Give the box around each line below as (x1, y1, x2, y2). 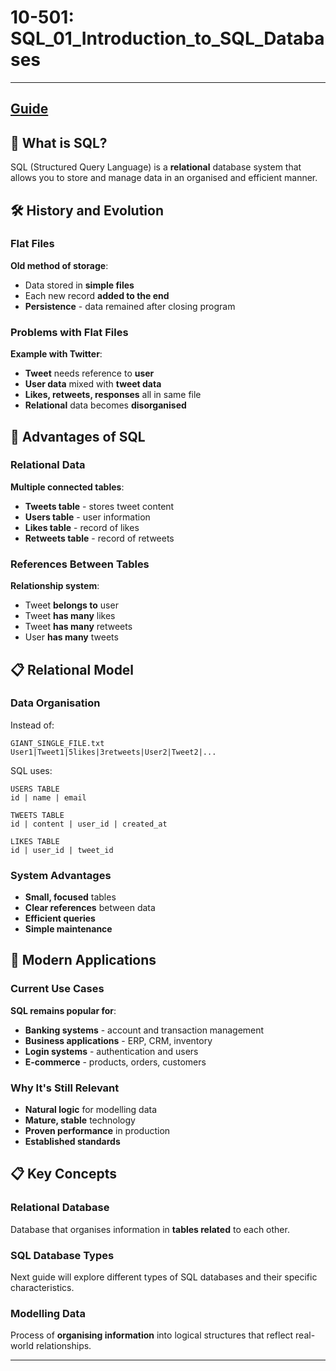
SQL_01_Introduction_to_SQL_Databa (10, 27, 325, 50)
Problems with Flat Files (10, 325, 129, 339)
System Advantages (10, 868, 112, 882)
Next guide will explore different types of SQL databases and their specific (10, 1271, 318, 1283)
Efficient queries (24, 912, 96, 925)
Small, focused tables (24, 891, 117, 903)
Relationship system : (10, 580, 100, 592)
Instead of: (10, 719, 55, 731)
